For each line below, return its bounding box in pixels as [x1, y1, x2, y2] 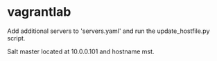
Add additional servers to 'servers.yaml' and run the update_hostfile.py [7, 27, 210, 35]
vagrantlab [7, 4, 71, 20]
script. [7, 34, 26, 42]
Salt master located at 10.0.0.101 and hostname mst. [7, 47, 155, 56]
